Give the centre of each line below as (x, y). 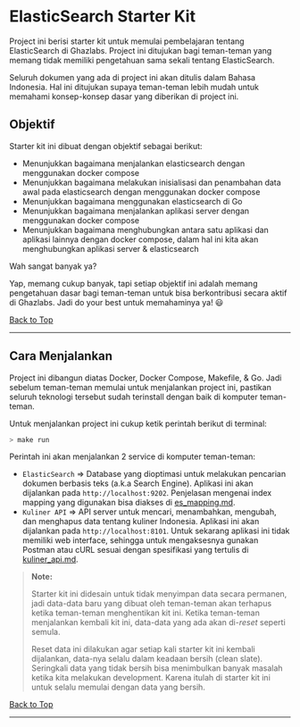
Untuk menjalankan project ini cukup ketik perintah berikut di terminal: (138, 423)
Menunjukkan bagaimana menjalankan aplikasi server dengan (136, 211)
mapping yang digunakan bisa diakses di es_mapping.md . (129, 503)
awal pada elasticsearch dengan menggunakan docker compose (141, 192)
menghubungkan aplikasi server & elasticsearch (110, 248)
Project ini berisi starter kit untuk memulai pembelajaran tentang (127, 41)
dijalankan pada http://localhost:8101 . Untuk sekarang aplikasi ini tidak (156, 531)
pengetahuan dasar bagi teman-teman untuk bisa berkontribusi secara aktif (148, 293)
